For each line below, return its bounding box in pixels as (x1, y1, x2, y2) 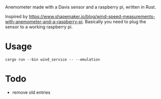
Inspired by (5, 14, 28, 19)
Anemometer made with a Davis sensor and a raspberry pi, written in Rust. (5, 4, 156, 10)
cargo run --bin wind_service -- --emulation (5, 57, 100, 62)
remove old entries (12, 89, 51, 95)
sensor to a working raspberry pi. (5, 24, 73, 30)
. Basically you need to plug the (82, 19, 146, 24)
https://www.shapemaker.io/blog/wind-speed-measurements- (29, 14, 155, 19)
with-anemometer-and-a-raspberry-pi (5, 19, 83, 24)
